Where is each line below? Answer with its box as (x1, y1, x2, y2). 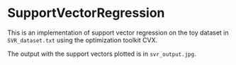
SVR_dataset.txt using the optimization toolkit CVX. (7, 35, 158, 44)
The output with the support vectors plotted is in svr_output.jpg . (7, 49, 196, 58)
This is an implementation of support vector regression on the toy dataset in (7, 28, 229, 37)
